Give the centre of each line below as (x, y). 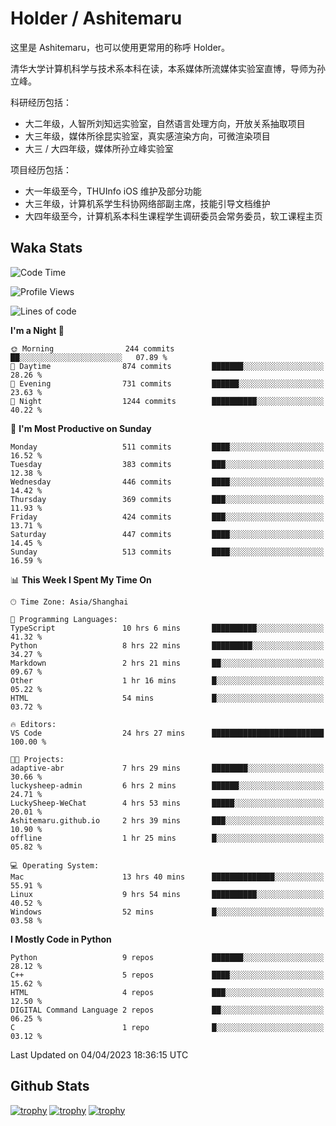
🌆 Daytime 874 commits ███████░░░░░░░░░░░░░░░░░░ (167, 366)
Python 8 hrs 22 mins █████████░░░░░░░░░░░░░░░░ (167, 645)
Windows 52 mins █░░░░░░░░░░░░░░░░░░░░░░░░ (167, 912)
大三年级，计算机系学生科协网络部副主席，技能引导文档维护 (147, 203)
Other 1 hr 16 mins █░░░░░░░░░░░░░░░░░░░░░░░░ (167, 680)
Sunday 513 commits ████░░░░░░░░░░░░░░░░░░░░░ (167, 552)
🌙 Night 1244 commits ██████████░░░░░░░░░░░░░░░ (167, 401)
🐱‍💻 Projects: (37, 759)
